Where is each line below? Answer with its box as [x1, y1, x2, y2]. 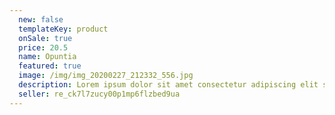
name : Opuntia [18, 52, 77, 62]
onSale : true [18, 33, 73, 43]
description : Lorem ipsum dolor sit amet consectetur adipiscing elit [18, 80, 319, 90]
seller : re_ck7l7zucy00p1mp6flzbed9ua [18, 89, 181, 99]
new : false [18, 14, 64, 25]
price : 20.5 [18, 42, 69, 53]
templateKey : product [18, 24, 109, 34]
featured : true [18, 61, 82, 71]
